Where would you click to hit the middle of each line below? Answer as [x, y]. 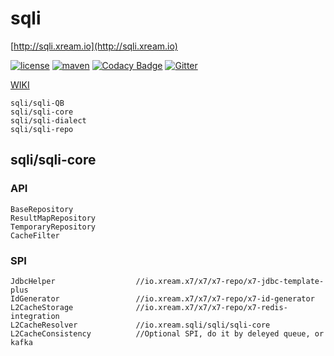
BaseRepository [42, 209]
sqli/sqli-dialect [48, 120]
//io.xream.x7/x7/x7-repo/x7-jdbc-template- [230, 281]
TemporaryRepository [53, 227]
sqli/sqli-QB [37, 103]
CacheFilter [35, 235]
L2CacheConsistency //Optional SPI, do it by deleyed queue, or [167, 333]
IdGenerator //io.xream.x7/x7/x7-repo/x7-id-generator [162, 298]
